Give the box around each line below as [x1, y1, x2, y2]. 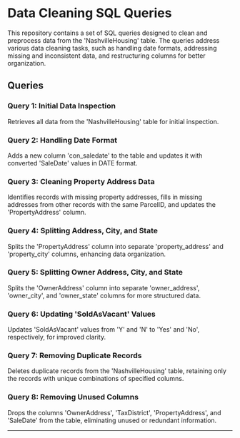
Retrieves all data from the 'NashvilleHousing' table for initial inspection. [7, 117, 219, 126]
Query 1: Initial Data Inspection [7, 101, 116, 111]
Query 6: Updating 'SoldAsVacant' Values [7, 309, 156, 319]
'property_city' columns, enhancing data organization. [7, 250, 166, 258]
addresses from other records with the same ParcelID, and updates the [7, 200, 216, 209]
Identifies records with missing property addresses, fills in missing [7, 193, 202, 201]
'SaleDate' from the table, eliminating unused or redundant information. [7, 416, 217, 424]
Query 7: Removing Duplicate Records [7, 351, 142, 361]
